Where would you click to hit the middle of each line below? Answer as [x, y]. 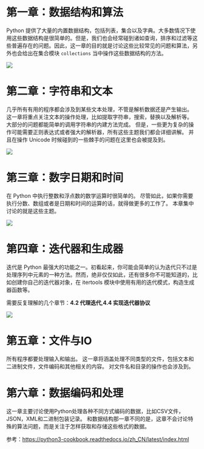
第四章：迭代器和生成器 [65, 249]
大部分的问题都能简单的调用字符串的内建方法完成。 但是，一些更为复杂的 [97, 124]
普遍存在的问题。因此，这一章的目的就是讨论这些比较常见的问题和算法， [102, 46]
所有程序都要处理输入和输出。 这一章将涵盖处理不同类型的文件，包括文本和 [100, 359]
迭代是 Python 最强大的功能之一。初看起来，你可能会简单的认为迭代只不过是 [102, 267]
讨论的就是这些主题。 [33, 211]
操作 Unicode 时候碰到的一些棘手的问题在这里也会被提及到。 [93, 140]
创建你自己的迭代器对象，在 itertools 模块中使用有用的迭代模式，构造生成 [103, 282]
